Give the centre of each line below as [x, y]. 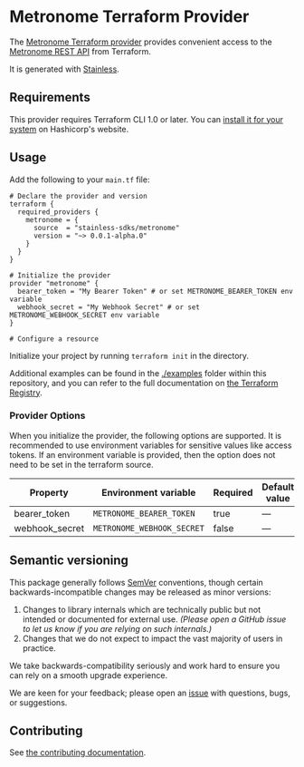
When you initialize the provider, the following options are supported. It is [146, 435]
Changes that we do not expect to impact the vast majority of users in [152, 638]
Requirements [50, 97]
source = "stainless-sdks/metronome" [106, 228]
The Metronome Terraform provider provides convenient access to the [141, 42]
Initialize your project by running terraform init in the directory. [129, 355]
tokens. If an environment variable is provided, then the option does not [142, 454]
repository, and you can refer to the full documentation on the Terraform [144, 383]
